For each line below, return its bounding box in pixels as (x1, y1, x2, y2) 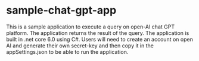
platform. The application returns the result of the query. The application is (6, 29, 189, 36)
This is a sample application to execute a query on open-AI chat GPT (6, 23, 175, 30)
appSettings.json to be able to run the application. (6, 48, 129, 55)
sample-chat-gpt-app (6, 4, 117, 17)
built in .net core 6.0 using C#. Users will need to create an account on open (6, 36, 194, 43)
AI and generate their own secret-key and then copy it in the (6, 42, 154, 49)
